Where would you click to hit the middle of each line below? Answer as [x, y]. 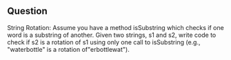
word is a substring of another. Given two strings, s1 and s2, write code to [112, 35]
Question [27, 11]
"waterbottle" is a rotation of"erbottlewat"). [68, 49]
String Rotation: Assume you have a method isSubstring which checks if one [115, 27]
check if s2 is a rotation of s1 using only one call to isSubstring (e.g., [104, 42]
